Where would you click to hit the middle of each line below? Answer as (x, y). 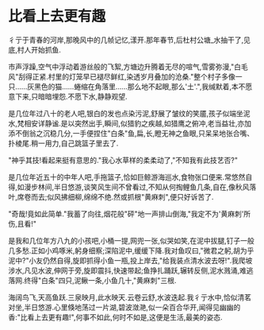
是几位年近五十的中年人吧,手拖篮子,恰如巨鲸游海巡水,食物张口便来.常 (120, 177)
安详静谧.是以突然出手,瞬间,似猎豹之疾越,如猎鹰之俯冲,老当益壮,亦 (138, 123)
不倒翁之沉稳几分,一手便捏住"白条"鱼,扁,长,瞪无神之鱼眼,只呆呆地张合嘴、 (134, 133)
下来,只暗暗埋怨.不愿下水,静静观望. (71, 96)
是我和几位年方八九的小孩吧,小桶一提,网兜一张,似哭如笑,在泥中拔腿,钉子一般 (132, 240)
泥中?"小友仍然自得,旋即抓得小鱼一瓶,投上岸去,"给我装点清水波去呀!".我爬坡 (130, 260)
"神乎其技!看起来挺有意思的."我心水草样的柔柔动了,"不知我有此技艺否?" (123, 160)
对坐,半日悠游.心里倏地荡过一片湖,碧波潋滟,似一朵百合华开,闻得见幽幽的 (124, 307)
